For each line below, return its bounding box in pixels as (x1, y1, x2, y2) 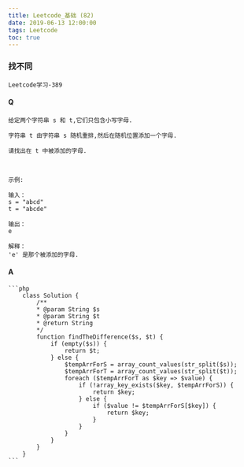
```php (8, 284, 30, 292)
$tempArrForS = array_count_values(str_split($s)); (64, 360, 238, 369)
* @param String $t (36, 312, 101, 320)
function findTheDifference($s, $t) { (36, 332, 164, 341)
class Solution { (22, 291, 79, 299)
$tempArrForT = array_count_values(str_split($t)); (64, 367, 238, 375)
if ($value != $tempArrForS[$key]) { (92, 402, 216, 410)
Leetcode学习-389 (8, 80, 63, 89)
